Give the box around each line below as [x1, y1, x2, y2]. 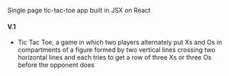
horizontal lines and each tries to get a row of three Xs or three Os [17, 53, 212, 62]
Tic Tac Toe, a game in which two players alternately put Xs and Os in [17, 38, 223, 47]
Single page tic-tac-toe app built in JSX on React [7, 6, 151, 14]
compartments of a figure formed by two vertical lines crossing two [17, 45, 215, 54]
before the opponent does [17, 60, 95, 70]
